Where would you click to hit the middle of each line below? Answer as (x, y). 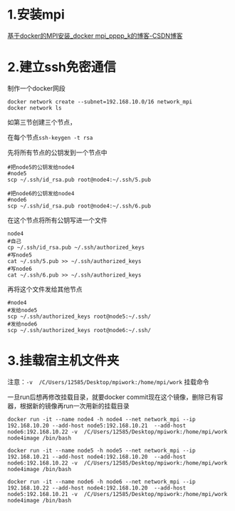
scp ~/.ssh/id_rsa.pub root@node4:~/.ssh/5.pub (79, 180)
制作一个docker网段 (36, 88)
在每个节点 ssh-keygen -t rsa (50, 137)
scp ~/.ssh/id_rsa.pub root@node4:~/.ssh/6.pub (79, 206)
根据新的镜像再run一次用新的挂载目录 (74, 406)
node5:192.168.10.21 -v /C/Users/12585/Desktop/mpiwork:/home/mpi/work (117, 494)
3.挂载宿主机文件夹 (63, 361)
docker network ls (35, 108)
